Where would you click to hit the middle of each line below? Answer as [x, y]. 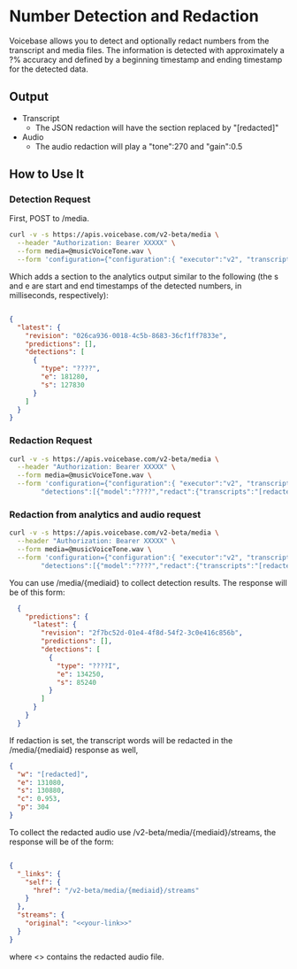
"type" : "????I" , [88, 665]
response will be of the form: [61, 842]
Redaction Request [51, 441]
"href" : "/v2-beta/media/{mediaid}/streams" [116, 890]
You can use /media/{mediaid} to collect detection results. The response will [148, 582]
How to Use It [46, 174]
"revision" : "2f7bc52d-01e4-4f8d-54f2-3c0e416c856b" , [142, 633]
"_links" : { [39, 873]
